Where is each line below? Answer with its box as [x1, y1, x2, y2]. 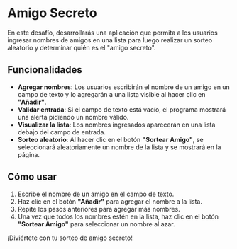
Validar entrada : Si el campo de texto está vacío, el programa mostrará [17, 105, 226, 114]
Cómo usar [7, 171, 57, 183]
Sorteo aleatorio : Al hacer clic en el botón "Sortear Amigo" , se [17, 135, 204, 144]
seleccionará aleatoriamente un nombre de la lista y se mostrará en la [17, 143, 221, 151]
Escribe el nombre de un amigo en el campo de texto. [17, 190, 175, 198]
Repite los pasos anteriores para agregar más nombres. [17, 204, 181, 213]
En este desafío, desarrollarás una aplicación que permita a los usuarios [7, 28, 218, 37]
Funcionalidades [7, 64, 83, 76]
